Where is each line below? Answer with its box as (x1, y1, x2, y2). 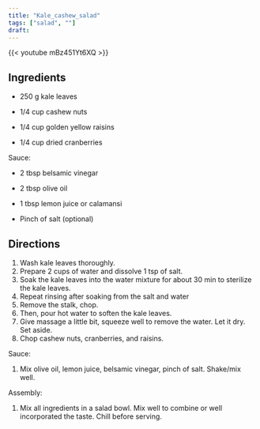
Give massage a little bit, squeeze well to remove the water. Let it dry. (19, 317, 246, 326)
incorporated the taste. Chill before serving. (19, 412, 162, 421)
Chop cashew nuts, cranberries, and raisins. (19, 333, 164, 343)
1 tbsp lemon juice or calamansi (19, 199, 122, 209)
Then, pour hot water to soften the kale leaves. (19, 309, 172, 318)
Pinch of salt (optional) (19, 214, 94, 224)
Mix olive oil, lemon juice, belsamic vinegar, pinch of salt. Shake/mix (19, 364, 241, 374)
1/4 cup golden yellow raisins (19, 122, 115, 132)
